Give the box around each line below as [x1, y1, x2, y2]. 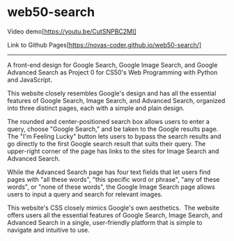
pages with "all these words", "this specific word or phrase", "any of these [7, 175, 220, 183]
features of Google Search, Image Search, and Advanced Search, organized [7, 96, 226, 104]
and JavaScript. [7, 75, 52, 84]
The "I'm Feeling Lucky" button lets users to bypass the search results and [7, 132, 221, 140]
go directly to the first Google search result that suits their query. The [7, 139, 206, 148]
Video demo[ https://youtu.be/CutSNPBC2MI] [7, 27, 137, 36]
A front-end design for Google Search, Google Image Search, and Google [7, 61, 218, 69]
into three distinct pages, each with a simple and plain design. [7, 104, 185, 112]
